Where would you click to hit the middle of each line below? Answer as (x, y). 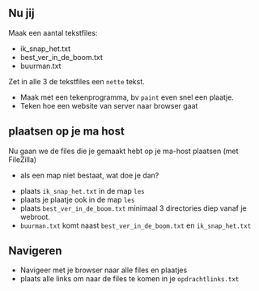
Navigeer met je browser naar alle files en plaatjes (104, 270)
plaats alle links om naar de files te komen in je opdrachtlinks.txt (129, 279)
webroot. (35, 216)
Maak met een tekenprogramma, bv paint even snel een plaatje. (127, 97)
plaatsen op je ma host (67, 132)
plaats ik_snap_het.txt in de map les (82, 190)
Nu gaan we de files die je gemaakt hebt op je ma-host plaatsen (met (123, 151)
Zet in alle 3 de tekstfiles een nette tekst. (77, 81)
